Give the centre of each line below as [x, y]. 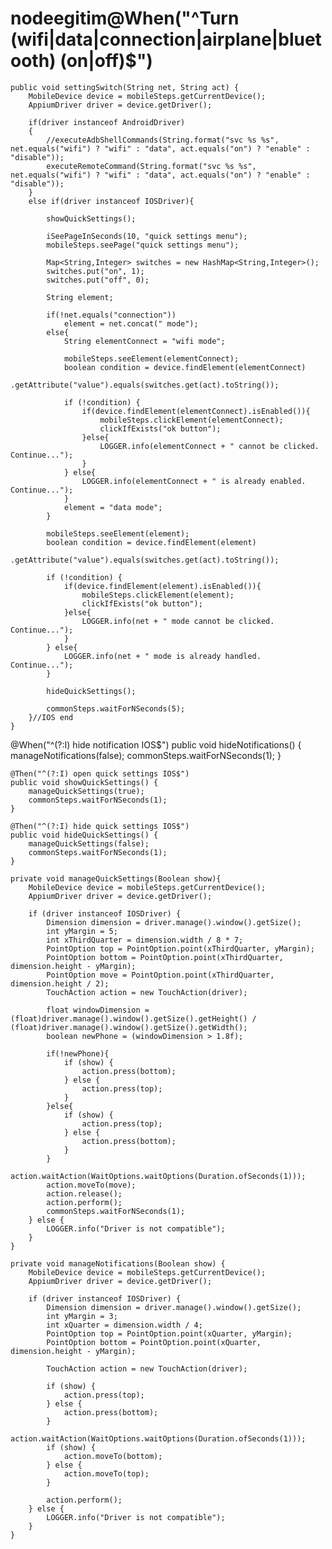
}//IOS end [51, 717]
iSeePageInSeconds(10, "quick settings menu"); [147, 236]
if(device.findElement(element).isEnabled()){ [162, 586]
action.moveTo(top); [106, 1473]
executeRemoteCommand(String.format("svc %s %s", [151, 166]
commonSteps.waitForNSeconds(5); [116, 708]
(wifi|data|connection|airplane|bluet [166, 39]
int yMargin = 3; [82, 1316]
